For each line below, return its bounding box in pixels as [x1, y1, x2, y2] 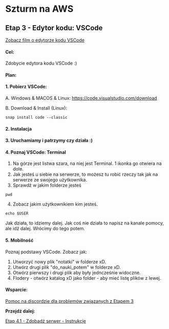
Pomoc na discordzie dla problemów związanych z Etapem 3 [5, 298, 134, 304]
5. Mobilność [5, 237, 34, 243]
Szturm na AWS [5, 3, 74, 15]
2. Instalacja [5, 126, 32, 132]
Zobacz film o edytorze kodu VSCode [5, 37, 84, 43]
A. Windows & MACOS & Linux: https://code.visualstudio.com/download [5, 95, 157, 101]
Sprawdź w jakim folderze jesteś [12, 182, 81, 189]
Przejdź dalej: [5, 308, 35, 314]
